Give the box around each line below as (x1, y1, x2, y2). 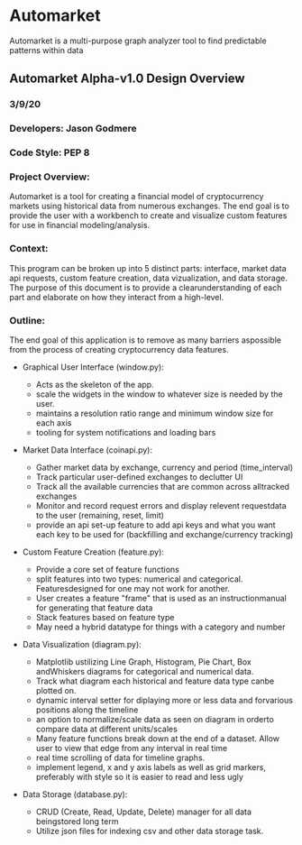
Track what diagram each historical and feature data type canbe (35, 675, 275, 686)
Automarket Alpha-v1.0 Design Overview (9, 71, 245, 87)
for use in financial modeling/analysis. (9, 220, 151, 231)
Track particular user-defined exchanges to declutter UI (35, 471, 243, 482)
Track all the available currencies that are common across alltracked (35, 481, 290, 491)
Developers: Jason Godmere (9, 123, 137, 135)
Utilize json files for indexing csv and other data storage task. (35, 825, 264, 836)
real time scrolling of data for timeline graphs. (35, 752, 206, 763)
